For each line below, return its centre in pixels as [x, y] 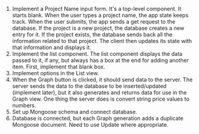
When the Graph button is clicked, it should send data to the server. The [102, 79]
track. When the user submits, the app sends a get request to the [93, 22]
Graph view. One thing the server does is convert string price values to [101, 99]
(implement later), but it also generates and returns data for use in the [100, 92]
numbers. [24, 105]
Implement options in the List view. [55, 73]
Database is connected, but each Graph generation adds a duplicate [98, 118]
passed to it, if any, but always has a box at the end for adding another [100, 60]
